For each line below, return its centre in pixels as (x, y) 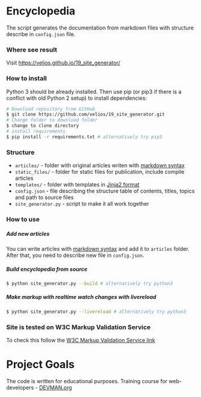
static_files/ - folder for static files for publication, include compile (100, 172)
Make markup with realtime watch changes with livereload (81, 297)
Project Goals (40, 365)
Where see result (32, 49)
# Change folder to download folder (52, 120)
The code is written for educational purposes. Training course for (87, 381)
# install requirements (36, 131)
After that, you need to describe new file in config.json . (75, 255)
